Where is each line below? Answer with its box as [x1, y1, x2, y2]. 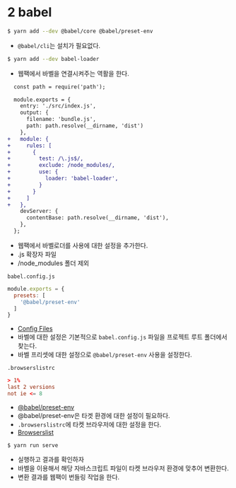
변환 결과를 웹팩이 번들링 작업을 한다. [17, 472, 120, 481]
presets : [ [13, 291, 46, 299]
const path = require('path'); [13, 83, 106, 91]
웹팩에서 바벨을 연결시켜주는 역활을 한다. [17, 69, 129, 78]
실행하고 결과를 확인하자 [17, 455, 85, 463]
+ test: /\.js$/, [7, 155, 83, 163]
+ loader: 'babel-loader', [7, 175, 119, 182]
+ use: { [7, 168, 59, 175]
